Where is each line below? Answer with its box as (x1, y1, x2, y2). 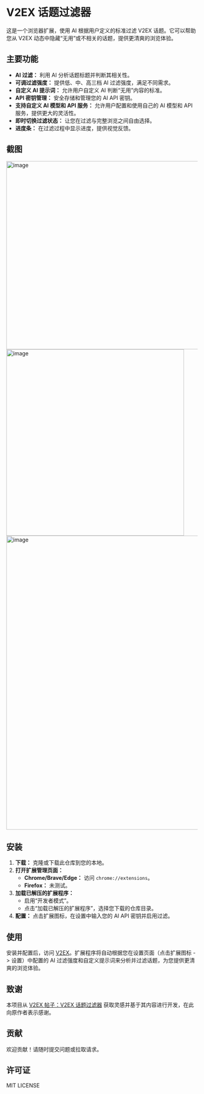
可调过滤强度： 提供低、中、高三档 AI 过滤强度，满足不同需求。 (15, 78, 174, 86)
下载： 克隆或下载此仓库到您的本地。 (15, 859, 107, 866)
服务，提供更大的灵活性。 (15, 109, 80, 116)
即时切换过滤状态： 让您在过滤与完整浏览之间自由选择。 (15, 117, 155, 124)
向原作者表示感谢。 (6, 1009, 55, 1016)
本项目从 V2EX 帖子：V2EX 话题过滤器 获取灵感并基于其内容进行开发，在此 (6, 1002, 194, 1008)
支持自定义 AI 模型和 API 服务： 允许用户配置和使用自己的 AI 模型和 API (15, 102, 193, 109)
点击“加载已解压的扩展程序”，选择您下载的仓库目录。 (24, 905, 157, 912)
